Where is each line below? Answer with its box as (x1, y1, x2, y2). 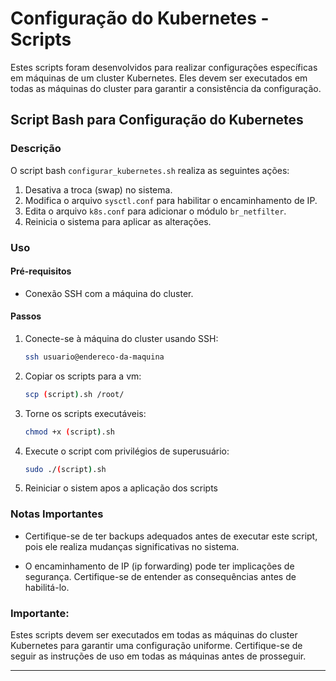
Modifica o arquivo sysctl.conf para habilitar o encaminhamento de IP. (24, 194, 318, 206)
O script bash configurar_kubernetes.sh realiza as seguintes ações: (10, 164, 290, 176)
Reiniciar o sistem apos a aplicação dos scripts (24, 482, 218, 494)
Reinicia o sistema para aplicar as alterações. (24, 215, 212, 227)
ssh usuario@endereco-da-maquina (24, 352, 165, 362)
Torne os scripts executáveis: (24, 407, 147, 419)
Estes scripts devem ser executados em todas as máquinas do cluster (10, 629, 298, 641)
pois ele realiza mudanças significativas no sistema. (24, 540, 240, 552)
